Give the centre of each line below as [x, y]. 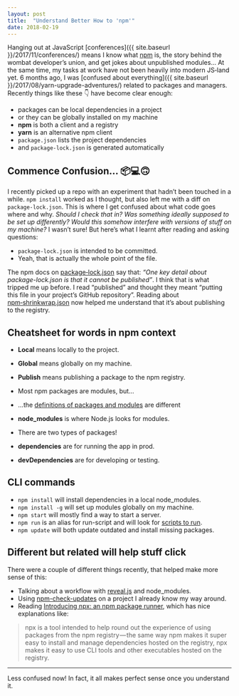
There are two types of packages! [67, 432]
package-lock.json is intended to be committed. [87, 251]
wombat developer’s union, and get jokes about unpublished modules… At [116, 63]
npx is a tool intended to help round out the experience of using [118, 627]
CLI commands [42, 483]
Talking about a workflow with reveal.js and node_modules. [105, 591]
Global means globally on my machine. [75, 363]
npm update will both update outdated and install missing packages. [116, 530]
